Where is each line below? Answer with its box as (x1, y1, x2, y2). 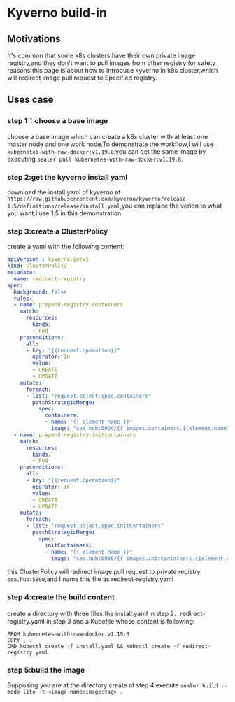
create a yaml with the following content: (7, 243, 124, 251)
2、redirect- (170, 609, 206, 617)
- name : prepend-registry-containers (13, 301, 124, 308)
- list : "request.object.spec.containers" (25, 392, 152, 399)
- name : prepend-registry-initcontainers (13, 431, 136, 438)
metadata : (7, 269, 36, 276)
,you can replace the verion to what (120, 201, 222, 210)
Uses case (7, 94, 54, 106)
